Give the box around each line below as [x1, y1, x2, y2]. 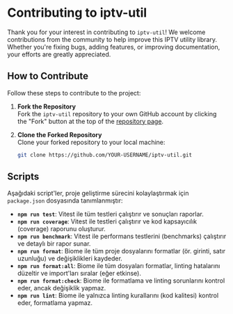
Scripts [7, 171, 40, 182]
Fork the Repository [17, 102, 77, 111]
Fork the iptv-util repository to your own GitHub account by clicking [17, 109, 217, 118]
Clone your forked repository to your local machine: [17, 138, 166, 146]
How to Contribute [7, 70, 89, 82]
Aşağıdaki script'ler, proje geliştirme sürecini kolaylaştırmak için [7, 189, 189, 198]
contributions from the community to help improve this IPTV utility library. [7, 35, 218, 43]
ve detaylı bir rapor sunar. [17, 240, 91, 248]
